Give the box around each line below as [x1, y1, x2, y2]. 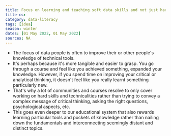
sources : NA [5, 36, 31, 41]
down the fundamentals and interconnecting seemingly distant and [12, 120, 153, 126]
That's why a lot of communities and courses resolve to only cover [12, 87, 153, 93]
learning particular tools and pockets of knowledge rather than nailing [12, 114, 159, 120]
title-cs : [5, 12, 26, 17]
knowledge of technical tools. [12, 55, 75, 61]
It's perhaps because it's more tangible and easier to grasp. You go [12, 60, 154, 66]
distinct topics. [12, 125, 44, 131]
